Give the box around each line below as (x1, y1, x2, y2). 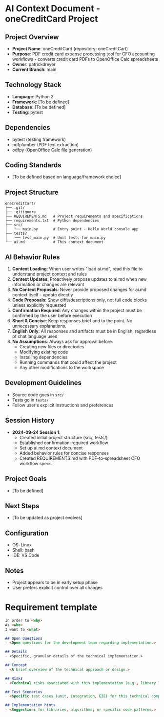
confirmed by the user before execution (12, 313, 92, 318)
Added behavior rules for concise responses (19, 450, 109, 456)
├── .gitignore (5, 210, 36, 215)
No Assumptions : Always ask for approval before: (12, 338, 113, 345)
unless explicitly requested (12, 302, 66, 308)
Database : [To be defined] (12, 104, 66, 110)
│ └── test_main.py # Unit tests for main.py (5, 235, 106, 240)
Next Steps (5, 502, 40, 510)
